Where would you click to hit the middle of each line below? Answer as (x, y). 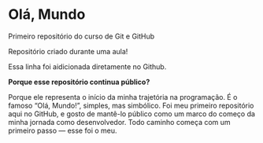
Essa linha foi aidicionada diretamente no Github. (87, 66)
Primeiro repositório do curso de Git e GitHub (81, 36)
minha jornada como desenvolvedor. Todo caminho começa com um (119, 122)
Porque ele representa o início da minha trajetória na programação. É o (123, 97)
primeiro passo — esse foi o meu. (63, 130)
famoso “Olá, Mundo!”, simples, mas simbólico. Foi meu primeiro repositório (131, 105)
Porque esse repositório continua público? (79, 82)
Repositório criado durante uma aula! (68, 51)
